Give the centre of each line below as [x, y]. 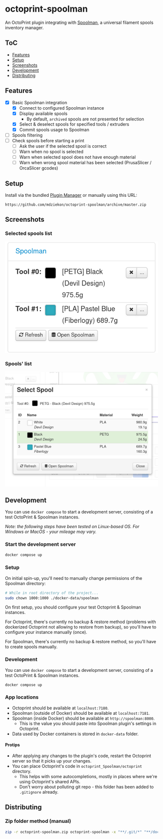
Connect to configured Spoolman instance [62, 108]
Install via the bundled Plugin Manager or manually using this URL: [71, 195]
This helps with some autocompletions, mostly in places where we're [88, 777]
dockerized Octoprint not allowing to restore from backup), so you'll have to [81, 627]
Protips [13, 745]
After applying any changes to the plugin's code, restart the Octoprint [81, 756]
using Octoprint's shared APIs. [50, 782]
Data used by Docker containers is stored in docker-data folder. [75, 734]
